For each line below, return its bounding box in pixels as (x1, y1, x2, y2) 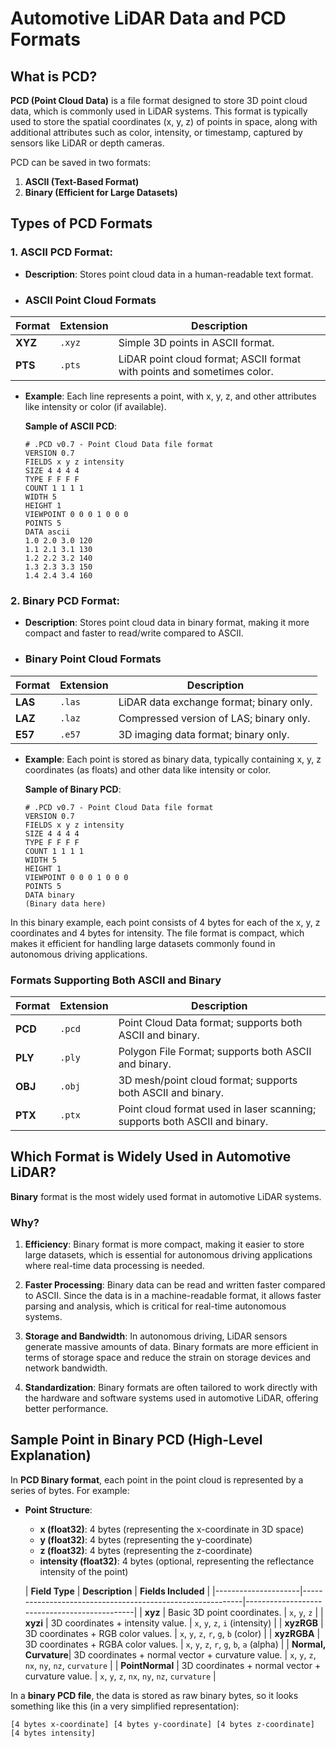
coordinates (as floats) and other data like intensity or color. (24, 763, 272, 776)
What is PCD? (10, 68, 98, 85)
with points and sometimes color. (118, 364, 274, 378)
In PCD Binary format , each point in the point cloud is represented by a (10, 1473, 304, 1486)
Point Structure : (24, 1503, 93, 1516)
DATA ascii (24, 527, 71, 537)
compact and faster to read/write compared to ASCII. (24, 627, 244, 639)
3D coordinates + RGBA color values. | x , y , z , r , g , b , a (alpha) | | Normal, (24, 1638, 326, 1650)
